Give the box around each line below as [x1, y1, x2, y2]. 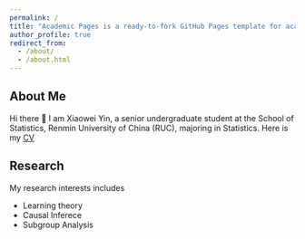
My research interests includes [9, 182, 125, 193]
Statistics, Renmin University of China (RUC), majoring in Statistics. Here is [9, 122, 289, 133]
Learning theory [22, 200, 84, 211]
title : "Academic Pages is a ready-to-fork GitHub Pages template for [9, 22, 282, 31]
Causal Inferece [22, 209, 83, 220]
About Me [9, 89, 66, 104]
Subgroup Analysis [22, 219, 93, 230]
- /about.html [17, 55, 71, 64]
